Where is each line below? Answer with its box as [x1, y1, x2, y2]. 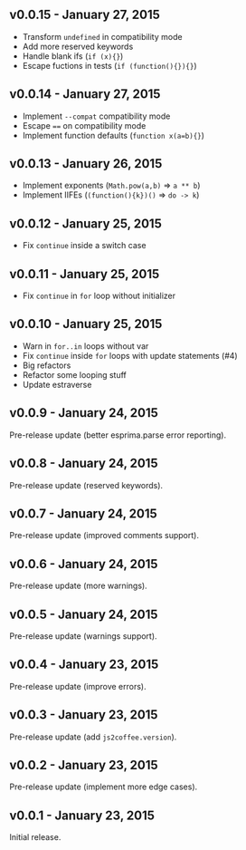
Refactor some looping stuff [22, 369, 127, 380]
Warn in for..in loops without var [22, 340, 149, 352]
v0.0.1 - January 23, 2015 [9, 807, 156, 823]
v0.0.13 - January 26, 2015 [9, 156, 163, 171]
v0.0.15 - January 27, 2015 [9, 7, 161, 23]
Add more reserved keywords [22, 41, 134, 52]
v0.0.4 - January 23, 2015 [9, 657, 159, 672]
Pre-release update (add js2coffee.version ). [9, 731, 177, 742]
